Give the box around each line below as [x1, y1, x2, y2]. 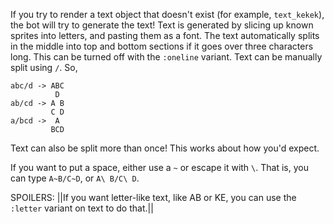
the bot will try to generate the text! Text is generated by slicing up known [10, 19, 314, 31]
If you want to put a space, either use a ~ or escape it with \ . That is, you [10, 162, 309, 173]
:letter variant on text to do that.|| [10, 202, 154, 214]
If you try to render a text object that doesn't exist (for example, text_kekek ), [10, 9, 325, 20]
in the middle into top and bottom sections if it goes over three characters [10, 40, 314, 52]
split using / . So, [10, 62, 78, 73]
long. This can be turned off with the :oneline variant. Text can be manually [10, 51, 323, 63]
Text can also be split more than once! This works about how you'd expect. [10, 142, 320, 154]
